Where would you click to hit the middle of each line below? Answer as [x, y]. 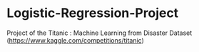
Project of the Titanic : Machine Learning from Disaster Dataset [99, 33]
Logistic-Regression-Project [93, 13]
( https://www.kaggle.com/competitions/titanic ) [75, 40]
